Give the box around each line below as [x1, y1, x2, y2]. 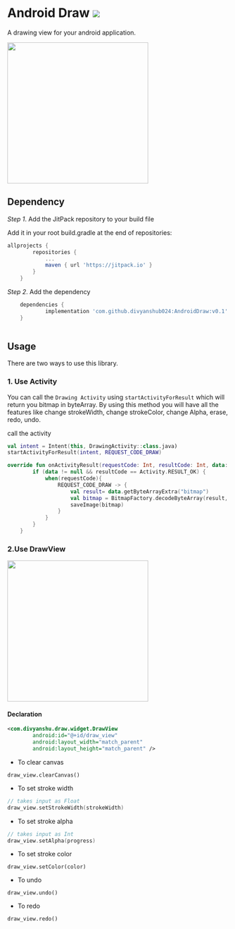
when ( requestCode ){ [44, 475, 102, 482]
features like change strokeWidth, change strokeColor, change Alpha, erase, [7, 408, 229, 416]
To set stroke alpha [17, 817, 73, 825]
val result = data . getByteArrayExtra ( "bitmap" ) [70, 488, 210, 495]
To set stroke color [17, 850, 72, 858]
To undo [17, 876, 42, 885]
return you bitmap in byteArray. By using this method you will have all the [7, 400, 220, 408]
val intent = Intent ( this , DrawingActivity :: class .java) [7, 442, 178, 449]
